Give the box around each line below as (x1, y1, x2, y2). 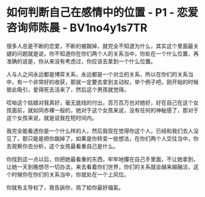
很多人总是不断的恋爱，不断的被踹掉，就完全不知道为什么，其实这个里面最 (6, 42, 193, 50)
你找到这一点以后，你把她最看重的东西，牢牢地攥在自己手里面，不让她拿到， (6, 155, 199, 163)
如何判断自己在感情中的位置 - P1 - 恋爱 (6, 6, 198, 20)
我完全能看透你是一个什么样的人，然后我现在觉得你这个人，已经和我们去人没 (6, 127, 199, 135)
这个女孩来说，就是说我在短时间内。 (6, 114, 98, 121)
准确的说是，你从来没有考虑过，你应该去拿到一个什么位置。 (6, 58, 156, 65)
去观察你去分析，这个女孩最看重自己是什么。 (6, 142, 119, 150)
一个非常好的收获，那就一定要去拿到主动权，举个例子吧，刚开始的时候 (22, 78, 199, 86)
